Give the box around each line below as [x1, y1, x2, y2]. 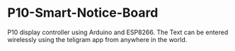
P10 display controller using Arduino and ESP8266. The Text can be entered [7, 28, 229, 36]
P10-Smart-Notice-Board [7, 5, 159, 21]
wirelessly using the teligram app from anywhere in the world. [7, 35, 188, 43]
